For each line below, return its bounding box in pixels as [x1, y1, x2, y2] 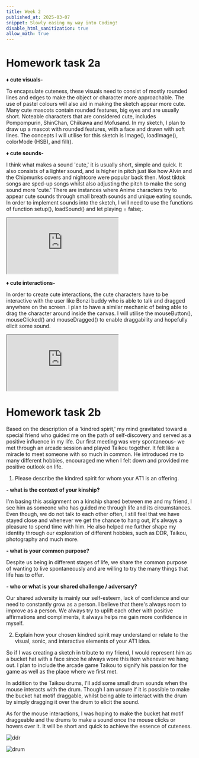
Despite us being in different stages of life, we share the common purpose [6, 559, 188, 565]
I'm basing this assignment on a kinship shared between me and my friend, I [6, 498, 192, 505]
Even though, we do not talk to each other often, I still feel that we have [6, 511, 179, 517]
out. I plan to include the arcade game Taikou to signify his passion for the [6, 662, 187, 669]
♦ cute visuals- [6, 76, 43, 83]
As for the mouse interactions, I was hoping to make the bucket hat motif [6, 710, 184, 717]
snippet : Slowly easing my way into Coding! [6, 20, 118, 26]
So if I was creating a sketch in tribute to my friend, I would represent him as [6, 649, 192, 656]
